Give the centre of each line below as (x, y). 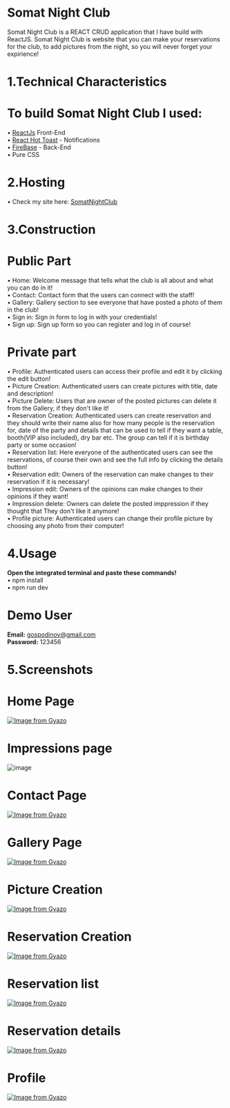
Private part (42, 352)
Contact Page (47, 796)
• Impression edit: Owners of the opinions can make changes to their (105, 489)
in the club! (23, 310)
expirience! (23, 54)
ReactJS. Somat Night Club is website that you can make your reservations (114, 39)
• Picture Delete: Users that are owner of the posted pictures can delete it (112, 401)
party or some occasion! (42, 445)
